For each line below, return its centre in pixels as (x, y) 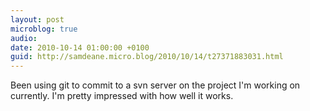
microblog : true (44, 29)
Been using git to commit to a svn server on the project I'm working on (155, 85)
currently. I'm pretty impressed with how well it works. (122, 96)
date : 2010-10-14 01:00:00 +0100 (80, 47)
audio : (24, 38)
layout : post (37, 19)
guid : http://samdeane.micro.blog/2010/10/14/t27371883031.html (147, 57)
